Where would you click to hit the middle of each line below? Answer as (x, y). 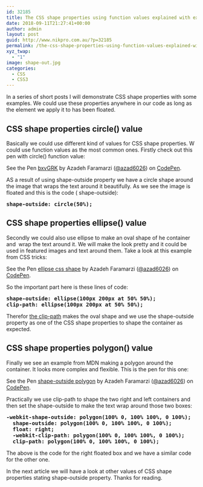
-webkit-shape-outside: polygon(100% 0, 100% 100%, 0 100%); (99, 417)
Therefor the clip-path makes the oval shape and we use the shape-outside (100, 316)
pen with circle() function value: (46, 156)
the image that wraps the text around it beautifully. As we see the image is (98, 186)
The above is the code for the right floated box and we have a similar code (99, 453)
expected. (19, 329)
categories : (21, 68)
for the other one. (28, 459)
